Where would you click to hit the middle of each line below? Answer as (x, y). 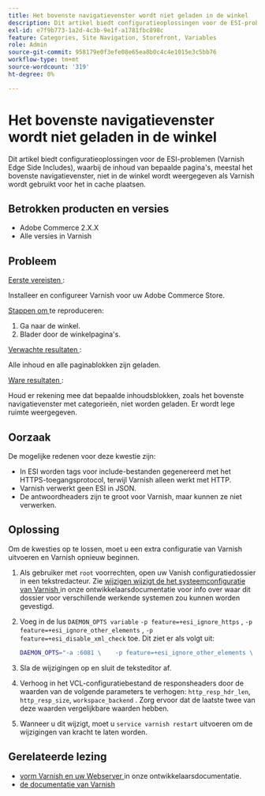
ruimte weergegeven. (43, 412)
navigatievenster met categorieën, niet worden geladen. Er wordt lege (121, 404)
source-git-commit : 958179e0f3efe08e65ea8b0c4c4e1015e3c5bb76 (112, 52)
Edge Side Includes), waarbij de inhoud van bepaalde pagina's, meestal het (131, 167)
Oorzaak (30, 437)
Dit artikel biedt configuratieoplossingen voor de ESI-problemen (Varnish (126, 159)
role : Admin (28, 45)
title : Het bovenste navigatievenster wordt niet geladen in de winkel (128, 15)
